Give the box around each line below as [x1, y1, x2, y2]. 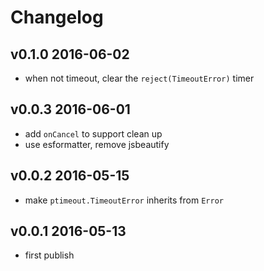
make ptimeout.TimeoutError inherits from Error [24, 194, 224, 206]
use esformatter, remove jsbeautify [24, 138, 170, 150]
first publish [24, 249, 75, 261]
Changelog [10, 6, 104, 29]
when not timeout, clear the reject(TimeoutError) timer [24, 72, 255, 84]
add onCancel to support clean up [24, 127, 163, 140]
